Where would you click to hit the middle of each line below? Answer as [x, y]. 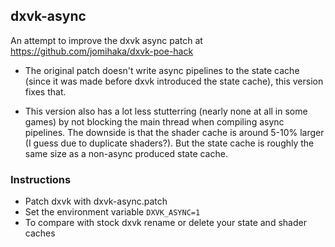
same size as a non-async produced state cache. [126, 153]
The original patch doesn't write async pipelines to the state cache [162, 70]
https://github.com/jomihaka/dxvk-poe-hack [102, 51]
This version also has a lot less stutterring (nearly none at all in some [166, 111]
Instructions [41, 179]
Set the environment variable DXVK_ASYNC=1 [112, 212]
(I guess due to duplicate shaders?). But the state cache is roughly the [169, 143]
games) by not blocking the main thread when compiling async [154, 121]
